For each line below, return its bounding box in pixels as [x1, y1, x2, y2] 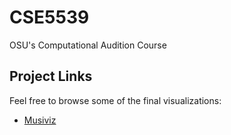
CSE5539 [9, 6, 90, 29]
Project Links [9, 68, 93, 85]
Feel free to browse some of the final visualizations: [9, 94, 222, 106]
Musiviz [23, 114, 57, 126]
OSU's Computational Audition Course [9, 39, 167, 51]
